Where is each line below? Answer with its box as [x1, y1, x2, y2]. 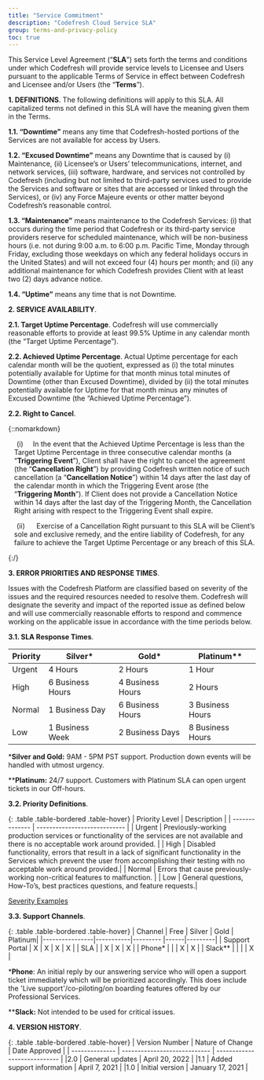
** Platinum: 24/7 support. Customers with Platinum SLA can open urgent [8, 775, 246, 785]
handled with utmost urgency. [8, 760, 104, 770]
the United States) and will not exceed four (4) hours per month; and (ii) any [8, 258, 254, 267]
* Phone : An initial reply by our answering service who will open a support [8, 967, 247, 976]
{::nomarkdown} [8, 424, 61, 434]
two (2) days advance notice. [8, 274, 103, 284]
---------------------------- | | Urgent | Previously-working [36, 822, 227, 833]
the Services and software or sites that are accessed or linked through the [8, 184, 248, 193]
